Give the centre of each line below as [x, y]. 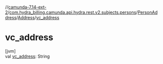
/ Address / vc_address [38, 17]
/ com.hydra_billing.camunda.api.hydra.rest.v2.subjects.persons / [73, 12]
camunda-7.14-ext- [27, 7]
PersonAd [148, 12]
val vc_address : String [27, 56]
